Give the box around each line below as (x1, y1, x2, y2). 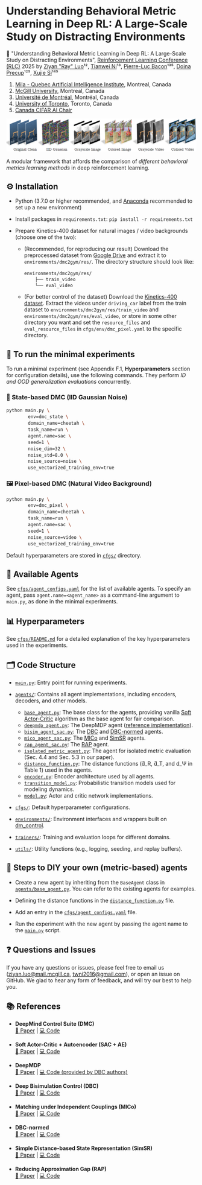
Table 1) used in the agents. (24, 766, 92, 774)
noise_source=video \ (28, 534, 83, 541)
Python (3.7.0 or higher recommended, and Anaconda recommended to (14, 197, 193, 205)
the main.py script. (14, 926, 62, 933)
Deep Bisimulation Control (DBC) (14, 1082, 99, 1090)
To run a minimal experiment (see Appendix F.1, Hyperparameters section (6, 365, 191, 372)
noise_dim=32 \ (28, 445, 66, 452)
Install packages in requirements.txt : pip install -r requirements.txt (14, 215, 193, 223)
